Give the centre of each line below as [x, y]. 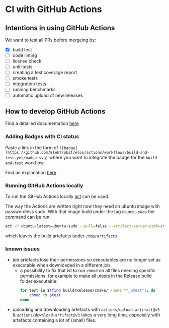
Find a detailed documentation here [42, 123]
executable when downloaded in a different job [61, 265]
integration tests [29, 84]
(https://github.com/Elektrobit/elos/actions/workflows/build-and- [77, 152]
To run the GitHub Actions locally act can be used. [57, 196]
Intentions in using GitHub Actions [60, 28]
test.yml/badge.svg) [27, 158]
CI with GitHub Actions [54, 9]
